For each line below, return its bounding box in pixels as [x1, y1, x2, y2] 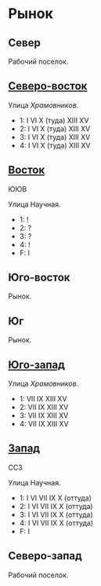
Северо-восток [8, 79, 88, 93]
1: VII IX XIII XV [19, 394, 67, 404]
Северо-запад [8, 549, 82, 562]
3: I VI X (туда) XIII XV [19, 132, 91, 141]
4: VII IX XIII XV [19, 419, 69, 429]
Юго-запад [8, 358, 65, 372]
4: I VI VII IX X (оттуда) [19, 518, 94, 527]
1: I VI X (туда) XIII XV [19, 115, 89, 125]
